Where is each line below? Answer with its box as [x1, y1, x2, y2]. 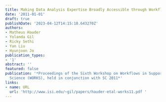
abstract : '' [5, 62, 32, 67]
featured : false [5, 67, 39, 72]
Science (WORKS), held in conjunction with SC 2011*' [9, 76, 123, 80]
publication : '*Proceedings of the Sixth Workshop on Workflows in [5, 71, 147, 76]
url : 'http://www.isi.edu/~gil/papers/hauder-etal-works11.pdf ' [9, 89, 147, 94]
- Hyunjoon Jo [5, 48, 35, 53]
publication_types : [5, 52, 45, 58]
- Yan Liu [5, 44, 26, 49]
